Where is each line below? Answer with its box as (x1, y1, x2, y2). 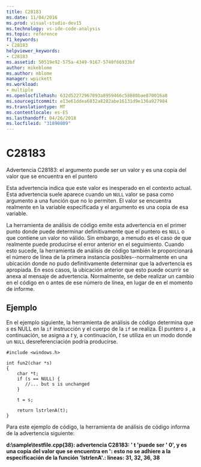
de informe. (6, 285, 35, 293)
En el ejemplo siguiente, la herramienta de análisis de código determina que (6, 319, 194, 326)
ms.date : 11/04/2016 (6, 14, 58, 20)
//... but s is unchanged (25, 381, 90, 387)
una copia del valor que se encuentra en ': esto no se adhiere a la (6, 447, 171, 454)
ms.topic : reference (6, 31, 58, 37)
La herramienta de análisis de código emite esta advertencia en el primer (6, 222, 187, 229)
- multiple (6, 87, 34, 93)
